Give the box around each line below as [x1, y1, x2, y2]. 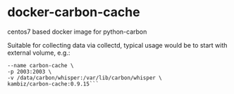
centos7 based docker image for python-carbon [7, 27, 147, 36]
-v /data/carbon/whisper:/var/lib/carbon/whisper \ [7, 74, 162, 81]
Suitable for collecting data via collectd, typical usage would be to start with [7, 41, 228, 49]
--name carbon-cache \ [7, 62, 74, 69]
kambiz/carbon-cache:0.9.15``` [7, 80, 99, 88]
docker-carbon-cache [7, 4, 140, 20]
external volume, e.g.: [7, 48, 70, 57]
